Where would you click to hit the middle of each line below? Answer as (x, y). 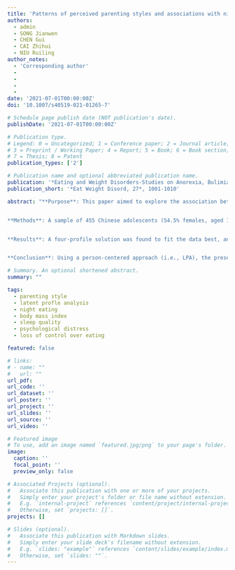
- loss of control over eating (59, 336)
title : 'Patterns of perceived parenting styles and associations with (114, 14)
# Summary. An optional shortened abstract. (73, 271)
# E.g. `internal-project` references (67, 504)
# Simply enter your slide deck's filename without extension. (104, 542)
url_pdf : (20, 380)
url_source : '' (29, 419)
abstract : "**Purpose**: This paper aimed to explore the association (112, 201)
